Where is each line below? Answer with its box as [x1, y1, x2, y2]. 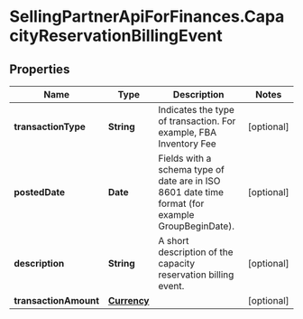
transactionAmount [14, 295, 100, 306]
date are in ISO [158, 174, 221, 187]
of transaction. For [158, 115, 236, 127]
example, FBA [158, 127, 217, 138]
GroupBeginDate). [158, 220, 234, 232]
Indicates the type [158, 104, 234, 116]
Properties [9, 61, 70, 77]
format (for [158, 197, 205, 210]
